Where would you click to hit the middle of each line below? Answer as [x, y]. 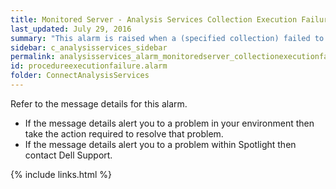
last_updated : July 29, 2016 [71, 29]
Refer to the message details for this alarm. [99, 103]
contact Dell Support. [68, 155]
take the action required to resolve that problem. [124, 133]
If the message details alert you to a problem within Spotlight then [160, 144]
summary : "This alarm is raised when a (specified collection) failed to [167, 38]
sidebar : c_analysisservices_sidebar [89, 47]
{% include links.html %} [61, 174]
